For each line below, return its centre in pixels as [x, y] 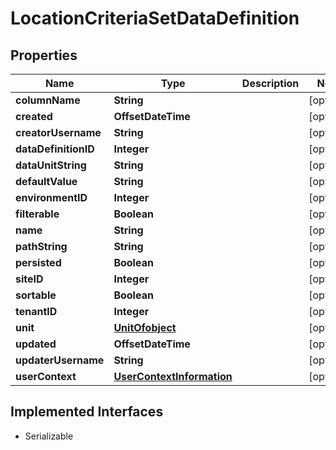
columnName [48, 100]
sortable [36, 295]
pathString [41, 246]
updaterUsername [60, 360]
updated [36, 344]
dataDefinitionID [55, 149]
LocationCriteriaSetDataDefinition [155, 18]
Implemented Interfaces [87, 412]
